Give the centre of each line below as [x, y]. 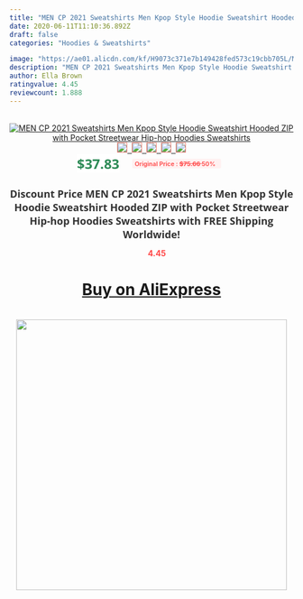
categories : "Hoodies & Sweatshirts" [80, 43]
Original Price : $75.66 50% [175, 163]
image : [22, 60]
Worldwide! [151, 234]
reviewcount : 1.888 [46, 92]
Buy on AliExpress [151, 290]
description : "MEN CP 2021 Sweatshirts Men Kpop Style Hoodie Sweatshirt [151, 68]
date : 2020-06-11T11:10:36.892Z [70, 26]
